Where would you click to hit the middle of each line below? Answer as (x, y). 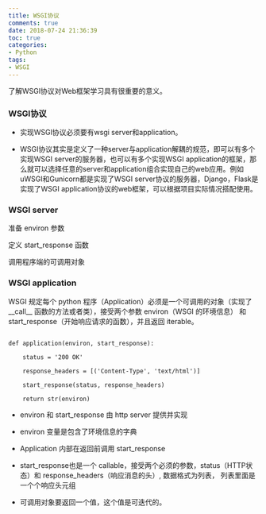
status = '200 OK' (53, 357)
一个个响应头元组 (48, 485)
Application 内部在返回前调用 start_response (93, 448)
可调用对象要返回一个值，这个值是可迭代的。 (93, 502)
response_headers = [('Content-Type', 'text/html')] (112, 371)
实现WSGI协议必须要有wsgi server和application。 (101, 133)
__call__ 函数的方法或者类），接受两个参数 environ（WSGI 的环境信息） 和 (127, 311)
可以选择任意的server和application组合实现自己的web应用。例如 (139, 169)
